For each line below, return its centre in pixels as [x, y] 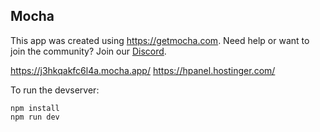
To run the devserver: [55, 90]
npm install [35, 108]
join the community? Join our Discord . [88, 51]
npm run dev [35, 117]
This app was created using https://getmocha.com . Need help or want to [160, 40]
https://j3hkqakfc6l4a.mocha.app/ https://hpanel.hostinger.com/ [143, 70]
